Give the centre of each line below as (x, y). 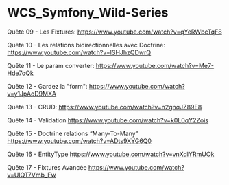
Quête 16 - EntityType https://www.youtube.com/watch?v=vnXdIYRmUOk (111, 154)
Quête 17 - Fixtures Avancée (47, 167)
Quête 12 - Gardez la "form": (47, 86)
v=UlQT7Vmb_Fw (32, 175)
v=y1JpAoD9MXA (32, 94)
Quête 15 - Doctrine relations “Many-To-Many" (73, 133)
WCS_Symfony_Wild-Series (88, 13)
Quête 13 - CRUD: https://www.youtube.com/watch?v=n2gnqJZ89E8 (105, 107)
